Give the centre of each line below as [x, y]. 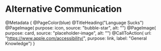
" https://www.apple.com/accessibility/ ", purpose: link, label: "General [76, 38]
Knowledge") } [20, 43]
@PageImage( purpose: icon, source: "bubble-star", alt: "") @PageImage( [80, 27]
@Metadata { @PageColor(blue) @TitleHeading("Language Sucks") [75, 23]
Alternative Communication [64, 9]
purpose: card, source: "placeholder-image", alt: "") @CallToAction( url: [78, 33]
